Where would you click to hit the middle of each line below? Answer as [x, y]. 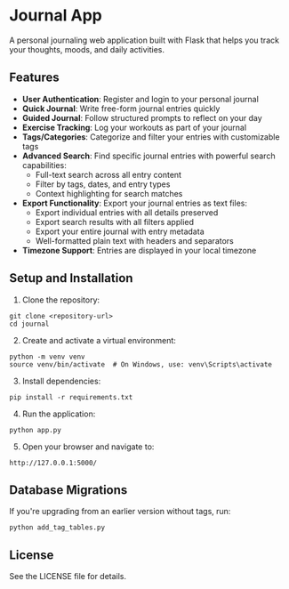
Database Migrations [68, 490]
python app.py [36, 430]
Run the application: [59, 414]
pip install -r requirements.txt [71, 397]
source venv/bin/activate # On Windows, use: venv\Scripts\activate [141, 364]
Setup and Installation [71, 278]
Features [34, 78]
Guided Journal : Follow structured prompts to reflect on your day [142, 117]
